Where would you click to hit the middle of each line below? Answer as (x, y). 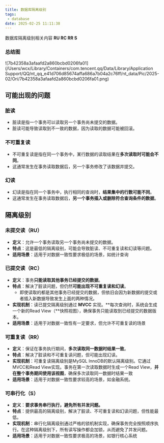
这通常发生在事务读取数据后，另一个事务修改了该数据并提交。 (75, 166)
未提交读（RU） (24, 230)
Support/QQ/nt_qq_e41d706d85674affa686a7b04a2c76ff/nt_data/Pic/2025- (82, 73)
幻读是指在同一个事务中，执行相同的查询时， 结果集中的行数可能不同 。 (83, 192)
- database (18, 19)
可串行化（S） (22, 393)
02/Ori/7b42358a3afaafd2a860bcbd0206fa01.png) (57, 79)
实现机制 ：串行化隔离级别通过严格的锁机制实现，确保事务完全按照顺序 (83, 423)
